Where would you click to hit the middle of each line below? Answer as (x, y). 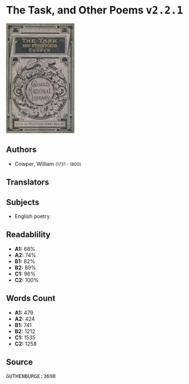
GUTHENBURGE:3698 (31, 376)
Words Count (31, 299)
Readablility (28, 235)
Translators (28, 182)
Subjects (23, 202)
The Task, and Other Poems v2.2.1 (95, 10)
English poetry (32, 216)
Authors (21, 150)
